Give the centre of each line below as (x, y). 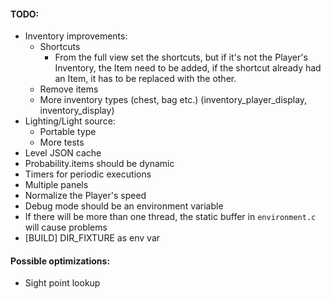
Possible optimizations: (60, 261)
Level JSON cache (63, 153)
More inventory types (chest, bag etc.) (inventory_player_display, (173, 100)
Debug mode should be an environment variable (124, 206)
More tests (62, 142)
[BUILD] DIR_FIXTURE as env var (92, 238)
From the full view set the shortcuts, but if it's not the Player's (181, 57)
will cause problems (66, 227)
